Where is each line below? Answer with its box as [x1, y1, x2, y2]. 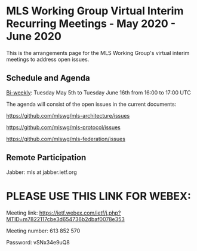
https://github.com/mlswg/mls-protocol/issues [6, 124, 121, 131]
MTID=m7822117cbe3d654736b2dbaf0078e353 [6, 215, 125, 222]
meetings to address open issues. [6, 56, 90, 63]
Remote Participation [6, 152, 87, 163]
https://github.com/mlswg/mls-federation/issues [6, 135, 125, 142]
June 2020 [6, 30, 61, 43]
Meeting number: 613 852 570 [6, 227, 81, 234]
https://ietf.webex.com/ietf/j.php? [39, 209, 121, 216]
